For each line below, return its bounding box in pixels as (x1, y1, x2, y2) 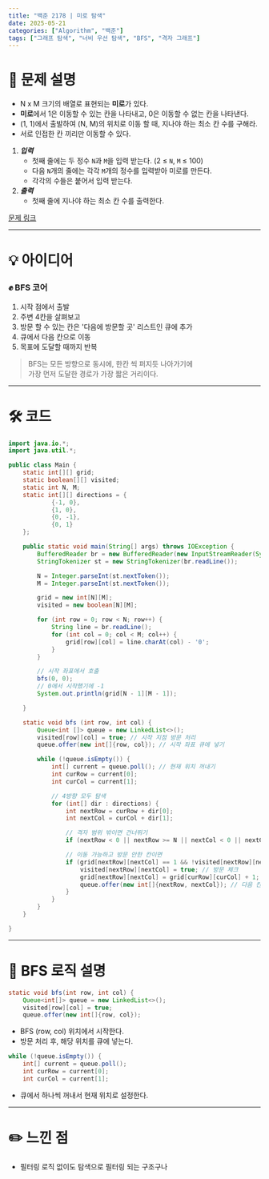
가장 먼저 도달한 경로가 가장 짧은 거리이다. (27, 369, 159, 379)
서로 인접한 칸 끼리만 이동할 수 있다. (19, 129, 131, 138)
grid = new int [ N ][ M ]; (37, 594, 113, 602)
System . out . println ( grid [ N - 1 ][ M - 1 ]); (37, 690, 178, 698)
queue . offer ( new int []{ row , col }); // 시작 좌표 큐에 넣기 (37, 741, 225, 749)
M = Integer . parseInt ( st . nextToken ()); (37, 579, 171, 587)
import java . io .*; (8, 439, 70, 447)
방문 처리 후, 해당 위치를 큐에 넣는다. (19, 1037, 134, 1046)
